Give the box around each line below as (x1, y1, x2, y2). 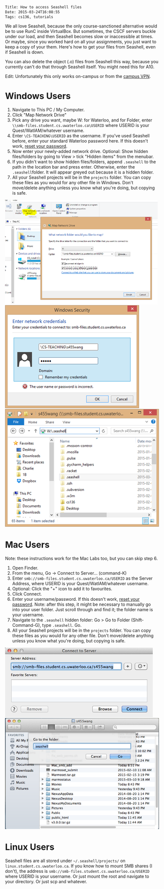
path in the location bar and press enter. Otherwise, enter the (12, 164, 135, 170)
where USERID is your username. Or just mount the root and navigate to (5, 873, 149, 879)
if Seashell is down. (5, 49, 44, 55)
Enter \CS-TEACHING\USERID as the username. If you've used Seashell (12, 132, 150, 139)
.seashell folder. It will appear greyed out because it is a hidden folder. (12, 169, 154, 175)
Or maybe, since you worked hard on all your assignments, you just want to (5, 39, 157, 45)
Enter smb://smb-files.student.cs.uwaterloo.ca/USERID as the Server (12, 575, 153, 581)
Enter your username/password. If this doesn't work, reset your (12, 596, 140, 602)
